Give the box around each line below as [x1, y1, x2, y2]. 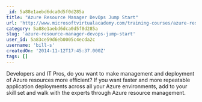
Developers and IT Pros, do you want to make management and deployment [6, 70, 195, 77]
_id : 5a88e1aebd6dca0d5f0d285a [6, 8, 85, 15]
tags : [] [6, 53, 28, 59]
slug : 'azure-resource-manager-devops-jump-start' [6, 31, 136, 37]
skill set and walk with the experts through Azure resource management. [6, 89, 186, 96]
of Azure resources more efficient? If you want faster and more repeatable [6, 76, 191, 83]
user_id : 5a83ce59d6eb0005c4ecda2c [6, 37, 96, 43]
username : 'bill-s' [6, 43, 55, 49]
